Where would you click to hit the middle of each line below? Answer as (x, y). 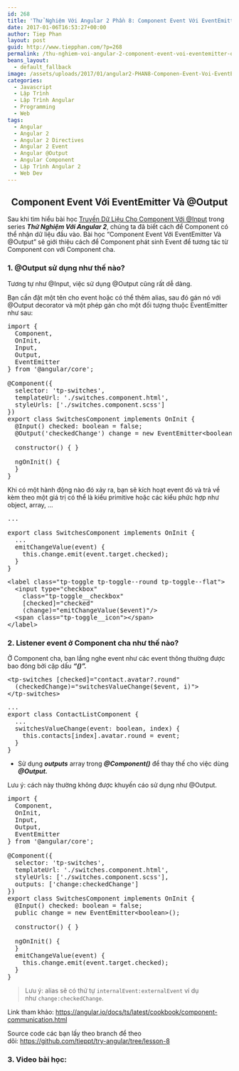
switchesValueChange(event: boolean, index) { (97, 729)
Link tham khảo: (31, 1012)
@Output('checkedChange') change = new (84, 433)
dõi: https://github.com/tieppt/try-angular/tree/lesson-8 (89, 1041)
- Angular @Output (41, 153)
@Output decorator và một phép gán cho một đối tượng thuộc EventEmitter (117, 305)
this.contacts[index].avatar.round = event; (101, 736)
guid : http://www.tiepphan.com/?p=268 (65, 47)
